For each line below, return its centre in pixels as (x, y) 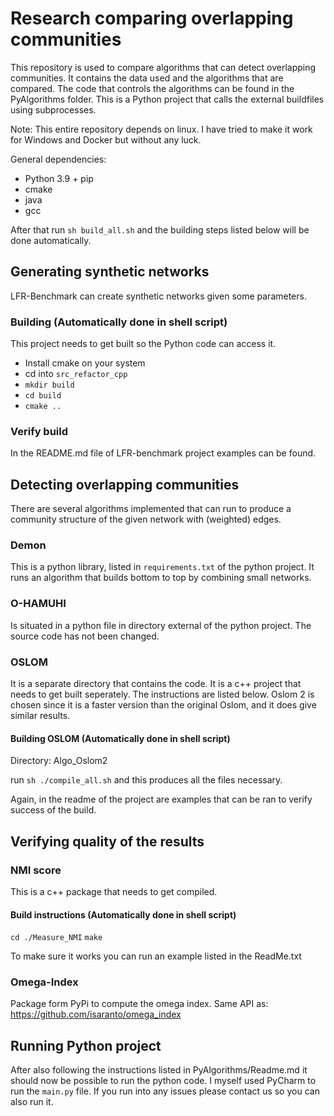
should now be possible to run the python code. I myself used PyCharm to (163, 1081)
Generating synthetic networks (110, 272)
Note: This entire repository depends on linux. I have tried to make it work (161, 129)
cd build (43, 396)
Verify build (39, 431)
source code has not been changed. (85, 636)
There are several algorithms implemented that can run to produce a (151, 509)
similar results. (40, 716)
